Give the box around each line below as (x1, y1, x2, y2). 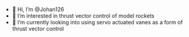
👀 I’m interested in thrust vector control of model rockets (12, 12, 155, 19)
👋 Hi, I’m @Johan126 (12, 6, 64, 13)
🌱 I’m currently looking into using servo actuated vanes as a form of (12, 19, 183, 25)
